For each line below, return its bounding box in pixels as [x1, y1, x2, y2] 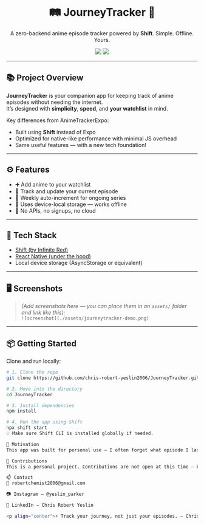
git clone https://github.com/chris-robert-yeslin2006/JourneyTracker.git [6, 375, 200, 381]
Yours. [93, 36, 110, 43]
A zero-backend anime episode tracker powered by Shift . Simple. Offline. [10, 29, 194, 37]
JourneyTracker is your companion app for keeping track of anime [6, 92, 174, 99]
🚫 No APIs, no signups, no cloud [15, 207, 96, 214]
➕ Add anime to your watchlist [15, 180, 91, 188]
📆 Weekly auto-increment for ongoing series [15, 194, 126, 201]
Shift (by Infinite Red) [15, 246, 69, 253]
